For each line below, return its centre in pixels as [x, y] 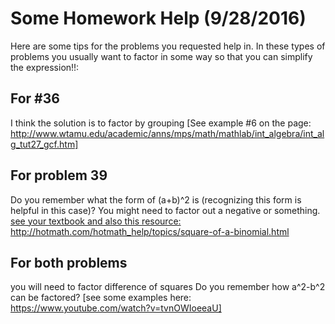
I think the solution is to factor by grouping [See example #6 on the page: [161, 123]
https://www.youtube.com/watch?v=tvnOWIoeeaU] [116, 308]
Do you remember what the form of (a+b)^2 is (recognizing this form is [156, 199]
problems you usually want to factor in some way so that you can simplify [161, 56]
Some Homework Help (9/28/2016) [158, 18]
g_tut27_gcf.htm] [44, 144]
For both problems [69, 262]
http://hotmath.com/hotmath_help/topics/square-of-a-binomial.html [150, 231]
